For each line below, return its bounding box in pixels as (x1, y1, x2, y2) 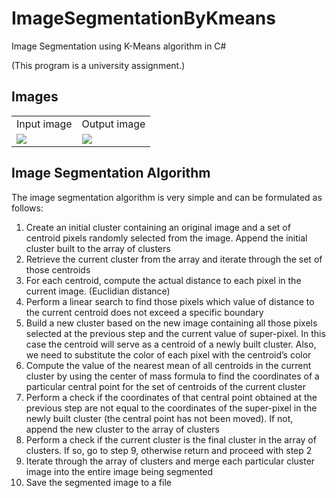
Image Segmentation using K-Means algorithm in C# (11, 40, 227, 52)
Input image (16, 117, 73, 131)
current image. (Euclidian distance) (25, 285, 171, 297)
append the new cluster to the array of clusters (25, 423, 220, 435)
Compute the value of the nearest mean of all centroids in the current (25, 359, 312, 371)
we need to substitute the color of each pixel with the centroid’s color (25, 348, 312, 361)
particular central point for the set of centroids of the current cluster (25, 380, 306, 392)
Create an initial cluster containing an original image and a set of (25, 221, 291, 233)
